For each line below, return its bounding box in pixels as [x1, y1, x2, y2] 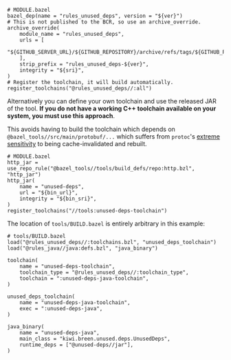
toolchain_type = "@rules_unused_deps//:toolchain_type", [19, 269, 189, 276]
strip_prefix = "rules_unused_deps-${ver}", [19, 61, 149, 68]
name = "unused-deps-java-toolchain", [19, 299, 131, 306]
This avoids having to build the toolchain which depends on [7, 125, 175, 133]
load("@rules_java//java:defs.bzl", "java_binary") [7, 245, 158, 252]
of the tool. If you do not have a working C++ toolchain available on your [7, 104, 217, 112]
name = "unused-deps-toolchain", [19, 263, 115, 270]
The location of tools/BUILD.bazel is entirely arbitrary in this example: [7, 219, 205, 228]
